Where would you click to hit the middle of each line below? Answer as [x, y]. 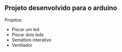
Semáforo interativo [31, 40]
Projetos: [14, 20]
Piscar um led [25, 29]
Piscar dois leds [28, 34]
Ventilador [22, 45]
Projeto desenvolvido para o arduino [61, 8]
